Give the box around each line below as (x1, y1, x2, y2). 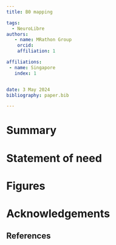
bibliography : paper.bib (6, 92, 69, 98)
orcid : (17, 42, 34, 49)
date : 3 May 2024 (6, 86, 50, 93)
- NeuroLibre (12, 25, 45, 32)
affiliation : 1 (17, 48, 56, 55)
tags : (6, 19, 20, 26)
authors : (6, 31, 29, 37)
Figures (6, 179, 46, 193)
